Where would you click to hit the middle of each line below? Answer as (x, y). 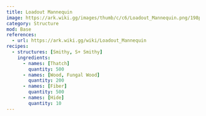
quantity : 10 (45, 103)
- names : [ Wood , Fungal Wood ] (61, 75)
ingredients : (34, 58)
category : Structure (33, 23)
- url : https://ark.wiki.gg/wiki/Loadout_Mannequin (79, 41)
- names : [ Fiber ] (45, 87)
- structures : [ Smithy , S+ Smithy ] (57, 52)
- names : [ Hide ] (43, 98)
